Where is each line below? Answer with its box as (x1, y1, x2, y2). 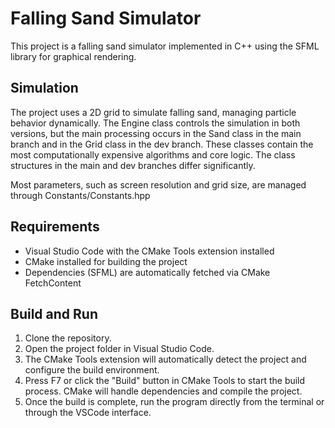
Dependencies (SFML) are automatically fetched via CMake (24, 266, 271, 278)
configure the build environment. (24, 364, 160, 376)
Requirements (10, 218, 100, 236)
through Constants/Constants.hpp (10, 189, 151, 201)
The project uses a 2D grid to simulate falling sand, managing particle (10, 106, 297, 118)
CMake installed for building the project (24, 255, 188, 267)
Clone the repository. (24, 332, 112, 344)
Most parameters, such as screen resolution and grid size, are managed (10, 178, 307, 191)
